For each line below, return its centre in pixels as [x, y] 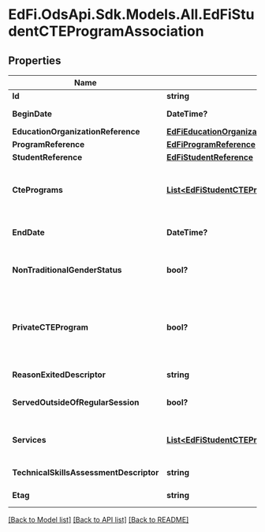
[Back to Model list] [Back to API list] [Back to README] [99, 520]
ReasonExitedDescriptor [59, 375]
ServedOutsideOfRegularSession [76, 402]
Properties [35, 60]
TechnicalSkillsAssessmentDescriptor [86, 472]
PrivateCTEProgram [50, 327]
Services [29, 440]
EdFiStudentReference [210, 157]
